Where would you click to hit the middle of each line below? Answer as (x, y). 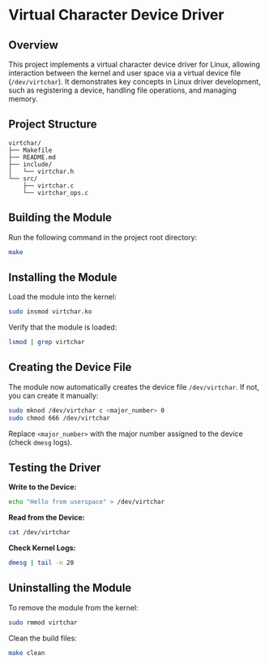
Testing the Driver (55, 468)
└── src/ (23, 179)
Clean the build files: (43, 638)
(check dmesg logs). (41, 442)
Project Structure (53, 125)
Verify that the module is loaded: (63, 327)
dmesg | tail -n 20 (41, 563)
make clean (27, 653)
